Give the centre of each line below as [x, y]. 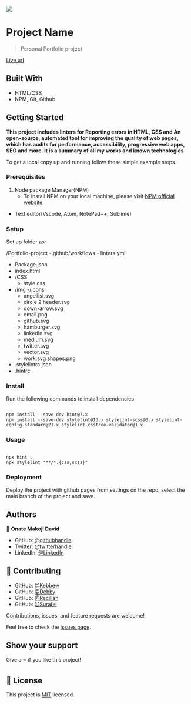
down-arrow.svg [43, 308]
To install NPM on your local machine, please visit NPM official [99, 196]
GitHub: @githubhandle [43, 540]
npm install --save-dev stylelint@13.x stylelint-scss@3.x [80, 420]
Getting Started [35, 118]
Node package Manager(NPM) [52, 190]
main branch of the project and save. [51, 496]
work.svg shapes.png [50, 358]
